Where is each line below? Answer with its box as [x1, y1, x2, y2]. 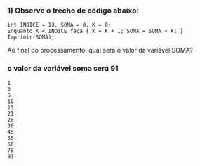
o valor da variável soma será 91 [7, 64, 119, 74]
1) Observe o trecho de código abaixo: [7, 6, 139, 15]
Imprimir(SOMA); [7, 34, 55, 41]
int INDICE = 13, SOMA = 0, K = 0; [7, 22, 112, 29]
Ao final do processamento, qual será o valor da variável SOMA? [7, 46, 193, 55]
